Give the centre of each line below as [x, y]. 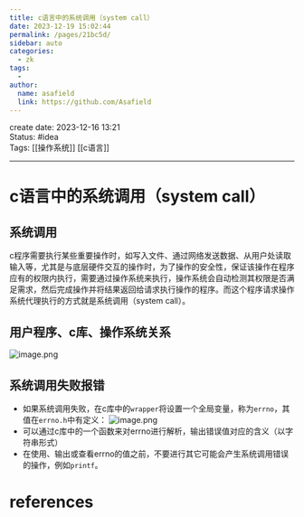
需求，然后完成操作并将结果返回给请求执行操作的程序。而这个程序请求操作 [156, 289]
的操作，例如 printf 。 [62, 465]
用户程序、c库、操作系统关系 [90, 332]
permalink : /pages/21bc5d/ [60, 34]
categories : [32, 52]
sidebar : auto [36, 43]
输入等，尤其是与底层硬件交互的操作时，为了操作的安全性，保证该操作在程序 [152, 267]
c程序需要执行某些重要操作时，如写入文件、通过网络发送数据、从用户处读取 [150, 256]
